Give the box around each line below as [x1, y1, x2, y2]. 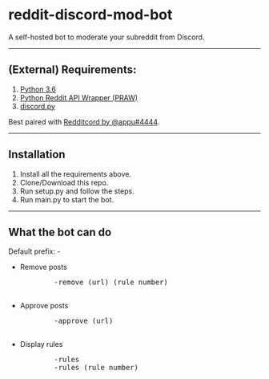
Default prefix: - [8, 247, 61, 256]
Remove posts [19, 263, 68, 272]
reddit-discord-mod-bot [8, 6, 173, 24]
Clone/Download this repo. [19, 177, 109, 187]
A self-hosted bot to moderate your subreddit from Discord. [8, 32, 205, 42]
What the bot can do [8, 225, 112, 238]
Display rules [19, 340, 63, 349]
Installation [8, 148, 66, 161]
